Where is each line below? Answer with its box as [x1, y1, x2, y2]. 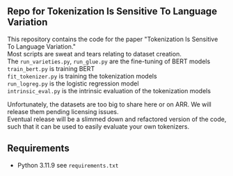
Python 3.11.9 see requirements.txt [17, 161, 119, 169]
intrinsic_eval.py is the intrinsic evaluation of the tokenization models [7, 86, 211, 95]
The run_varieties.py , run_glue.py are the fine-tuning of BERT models [7, 57, 211, 65]
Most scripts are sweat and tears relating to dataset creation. [7, 49, 182, 58]
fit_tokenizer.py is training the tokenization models [7, 72, 158, 80]
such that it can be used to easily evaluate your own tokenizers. [7, 122, 190, 131]
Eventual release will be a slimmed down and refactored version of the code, [7, 115, 227, 123]
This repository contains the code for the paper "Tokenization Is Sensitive [7, 35, 218, 43]
